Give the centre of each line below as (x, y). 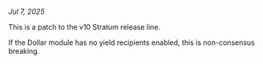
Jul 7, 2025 (26, 12)
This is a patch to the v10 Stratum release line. (85, 27)
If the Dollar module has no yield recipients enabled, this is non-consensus (131, 42)
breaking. (24, 51)
